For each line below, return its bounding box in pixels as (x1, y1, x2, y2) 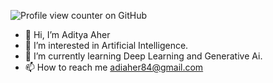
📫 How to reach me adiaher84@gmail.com (24, 61, 204, 73)
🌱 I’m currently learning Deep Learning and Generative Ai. (24, 50, 263, 62)
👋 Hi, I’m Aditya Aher (24, 29, 111, 40)
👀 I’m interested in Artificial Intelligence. (24, 40, 189, 51)
